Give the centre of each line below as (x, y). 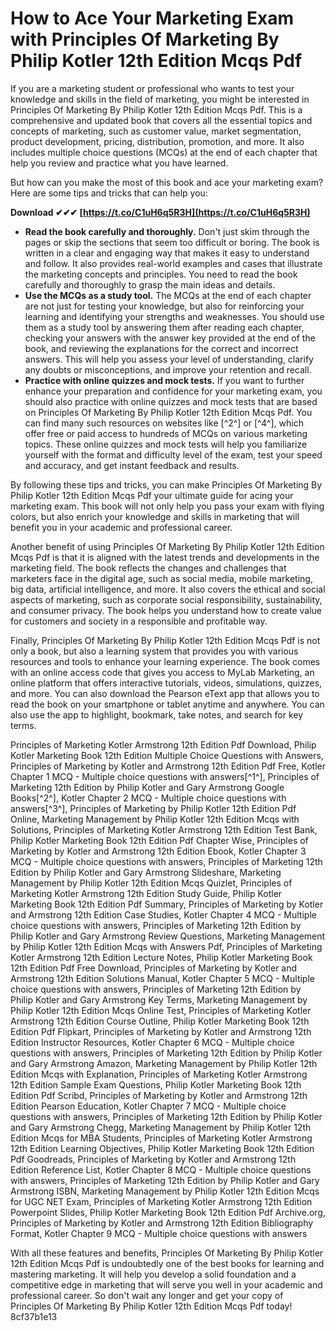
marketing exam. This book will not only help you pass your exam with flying (167, 506)
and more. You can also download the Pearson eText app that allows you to (165, 693)
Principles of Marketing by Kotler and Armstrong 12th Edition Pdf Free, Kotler (168, 766)
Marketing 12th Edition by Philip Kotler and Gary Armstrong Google (147, 787)
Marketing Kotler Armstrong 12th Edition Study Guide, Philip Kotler (146, 893)
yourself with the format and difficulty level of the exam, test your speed (173, 454)
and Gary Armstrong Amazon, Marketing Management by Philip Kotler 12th (164, 1063)
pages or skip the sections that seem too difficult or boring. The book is (172, 242)
